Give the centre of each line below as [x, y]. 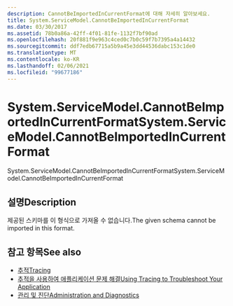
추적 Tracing [34, 270]
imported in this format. [41, 228]
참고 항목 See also [44, 252]
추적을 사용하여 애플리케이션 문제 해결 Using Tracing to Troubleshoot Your [120, 279]
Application [34, 287]
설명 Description [42, 202]
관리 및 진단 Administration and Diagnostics [78, 295]
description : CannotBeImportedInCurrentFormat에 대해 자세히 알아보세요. [109, 14]
